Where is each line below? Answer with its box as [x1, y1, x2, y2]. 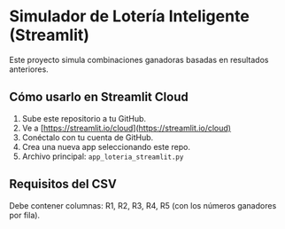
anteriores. [9, 64, 49, 75]
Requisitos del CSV [9, 177, 117, 192]
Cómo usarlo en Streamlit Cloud [9, 90, 189, 105]
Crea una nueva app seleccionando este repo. [21, 141, 190, 152]
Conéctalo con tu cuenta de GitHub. [21, 131, 154, 143]
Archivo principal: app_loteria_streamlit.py [21, 151, 184, 162]
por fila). [9, 209, 41, 220]
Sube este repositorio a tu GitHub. [21, 113, 147, 123]
